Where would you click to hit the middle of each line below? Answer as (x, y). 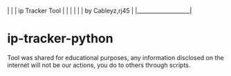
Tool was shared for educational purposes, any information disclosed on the (115, 57)
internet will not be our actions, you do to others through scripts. (99, 65)
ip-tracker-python (60, 39)
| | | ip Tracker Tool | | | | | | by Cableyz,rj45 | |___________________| (100, 11)
